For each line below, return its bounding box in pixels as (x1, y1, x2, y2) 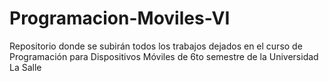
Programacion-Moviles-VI (9, 7, 231, 30)
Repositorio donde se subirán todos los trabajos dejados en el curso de (9, 40, 303, 52)
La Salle (9, 61, 42, 73)
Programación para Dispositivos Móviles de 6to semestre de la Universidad (9, 50, 319, 62)
